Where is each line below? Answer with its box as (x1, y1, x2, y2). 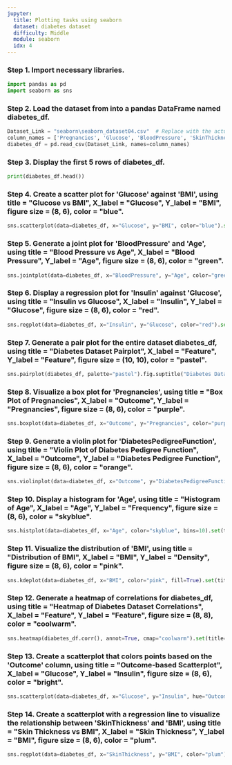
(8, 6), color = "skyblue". (7, 512, 92, 521)
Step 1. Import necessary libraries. (7, 65, 125, 75)
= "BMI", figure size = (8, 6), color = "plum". (7, 735, 157, 745)
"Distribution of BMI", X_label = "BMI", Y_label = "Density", (7, 552, 210, 562)
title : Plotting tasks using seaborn (13, 17, 122, 24)
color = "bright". (7, 677, 64, 687)
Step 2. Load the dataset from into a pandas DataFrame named (7, 103, 221, 113)
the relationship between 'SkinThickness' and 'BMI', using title (7, 718, 222, 728)
